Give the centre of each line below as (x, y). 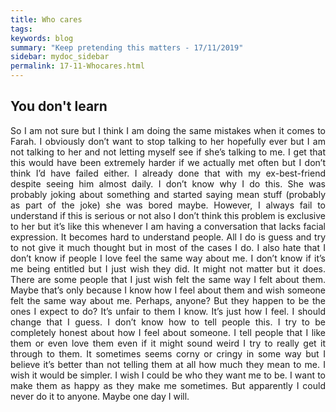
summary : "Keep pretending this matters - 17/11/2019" (127, 47)
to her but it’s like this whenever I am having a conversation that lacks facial (168, 226)
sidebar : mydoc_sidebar (60, 57)
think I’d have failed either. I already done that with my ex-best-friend (168, 173)
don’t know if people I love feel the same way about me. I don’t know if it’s (168, 258)
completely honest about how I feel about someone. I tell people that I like (168, 332)
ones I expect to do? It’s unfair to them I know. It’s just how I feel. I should (168, 311)
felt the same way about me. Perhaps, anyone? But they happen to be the (168, 300)
